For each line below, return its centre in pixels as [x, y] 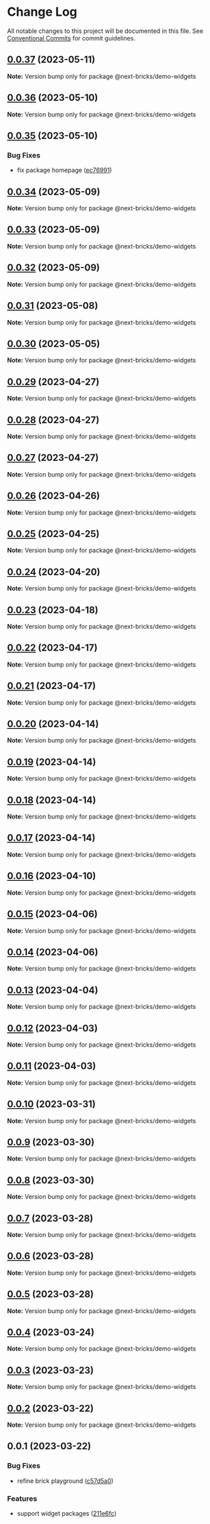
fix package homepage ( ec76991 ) [64, 170]
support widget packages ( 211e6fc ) [67, 1514]
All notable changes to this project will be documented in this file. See [105, 31]
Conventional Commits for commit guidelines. [71, 38]
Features [22, 1499]
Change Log [42, 12]
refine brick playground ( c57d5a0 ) [65, 1481]
